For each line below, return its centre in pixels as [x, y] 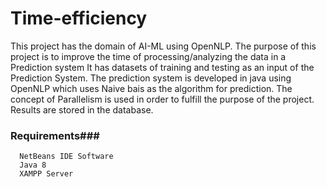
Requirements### [55, 135]
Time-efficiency [79, 18]
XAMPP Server [46, 174]
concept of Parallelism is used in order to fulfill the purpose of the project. [162, 99]
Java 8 [33, 165]
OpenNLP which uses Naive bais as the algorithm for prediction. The [151, 88]
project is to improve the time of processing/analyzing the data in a [148, 56]
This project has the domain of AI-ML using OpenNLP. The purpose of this [163, 46]
